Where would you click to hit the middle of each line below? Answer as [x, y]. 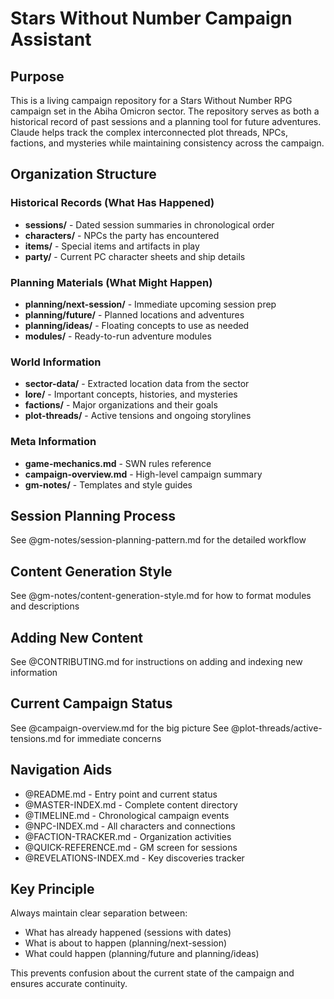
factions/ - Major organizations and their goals [121, 405]
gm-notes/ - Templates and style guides [108, 484]
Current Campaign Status [91, 703]
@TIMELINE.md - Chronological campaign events [127, 815]
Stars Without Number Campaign [151, 18]
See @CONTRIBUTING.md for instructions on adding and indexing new [156, 662]
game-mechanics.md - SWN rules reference [118, 463]
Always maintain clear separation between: [99, 913]
